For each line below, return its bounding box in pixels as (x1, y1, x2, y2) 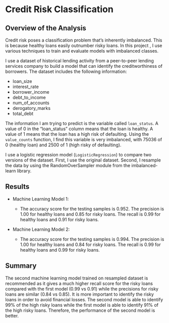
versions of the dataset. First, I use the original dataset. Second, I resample (5, 157, 161, 163)
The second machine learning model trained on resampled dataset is (5, 275, 148, 281)
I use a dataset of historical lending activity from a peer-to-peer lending (5, 58, 154, 64)
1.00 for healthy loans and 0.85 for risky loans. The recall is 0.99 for (20, 211, 161, 217)
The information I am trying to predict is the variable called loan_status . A (5, 120, 159, 126)
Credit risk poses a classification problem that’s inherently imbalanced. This (5, 37, 162, 43)
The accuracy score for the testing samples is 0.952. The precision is (20, 206, 164, 212)
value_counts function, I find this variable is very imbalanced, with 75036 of (5, 137, 162, 142)
